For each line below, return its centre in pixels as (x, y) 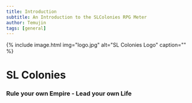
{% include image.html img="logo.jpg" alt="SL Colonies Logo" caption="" (96, 45)
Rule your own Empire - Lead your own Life (69, 94)
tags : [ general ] (26, 28)
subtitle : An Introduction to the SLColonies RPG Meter (76, 17)
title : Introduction (32, 12)
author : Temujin (26, 22)
